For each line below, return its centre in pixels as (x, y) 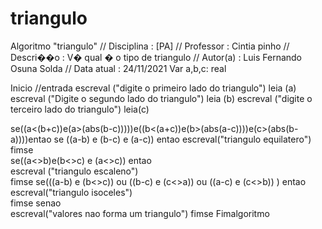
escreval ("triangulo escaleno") (74, 171)
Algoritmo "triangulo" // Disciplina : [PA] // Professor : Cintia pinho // (150, 46)
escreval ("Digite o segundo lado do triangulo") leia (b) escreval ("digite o (161, 98)
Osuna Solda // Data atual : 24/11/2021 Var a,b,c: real (118, 68)
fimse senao (36, 203)
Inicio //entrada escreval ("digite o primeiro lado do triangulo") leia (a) (153, 88)
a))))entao (31, 139)
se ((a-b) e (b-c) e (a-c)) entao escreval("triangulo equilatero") (182, 139)
